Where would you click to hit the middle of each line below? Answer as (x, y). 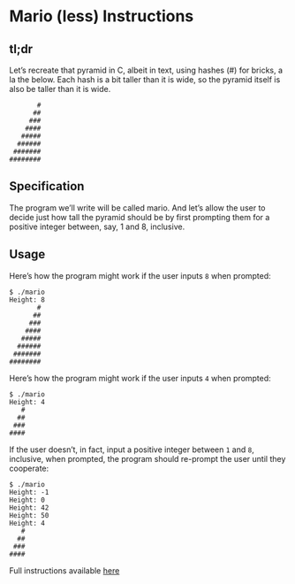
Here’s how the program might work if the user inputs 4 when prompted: (140, 378)
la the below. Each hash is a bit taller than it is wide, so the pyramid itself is (145, 80)
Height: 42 (29, 507)
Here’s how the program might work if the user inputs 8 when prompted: (140, 275)
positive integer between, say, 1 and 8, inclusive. (97, 227)
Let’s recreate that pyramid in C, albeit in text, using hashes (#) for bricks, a (146, 70)
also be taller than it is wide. (60, 89)
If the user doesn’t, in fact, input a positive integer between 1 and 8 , (132, 450)
